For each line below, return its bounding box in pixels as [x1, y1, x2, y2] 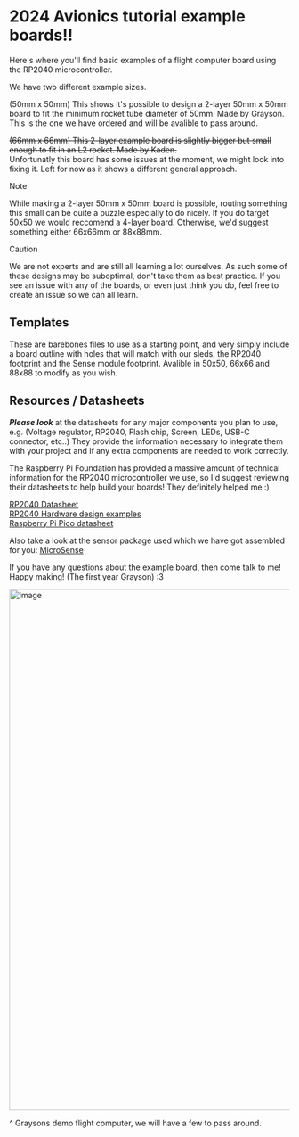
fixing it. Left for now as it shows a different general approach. [9, 163, 238, 174]
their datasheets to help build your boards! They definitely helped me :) [9, 482, 270, 492]
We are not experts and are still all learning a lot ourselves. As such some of [9, 260, 287, 271]
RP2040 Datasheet [9, 498, 79, 509]
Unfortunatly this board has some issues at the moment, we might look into [9, 153, 285, 164]
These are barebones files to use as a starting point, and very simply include [9, 339, 290, 350]
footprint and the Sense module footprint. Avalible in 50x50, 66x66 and [9, 358, 270, 368]
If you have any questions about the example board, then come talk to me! [9, 562, 282, 573]
